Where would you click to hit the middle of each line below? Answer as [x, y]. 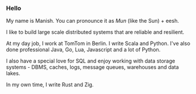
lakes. [13, 74]
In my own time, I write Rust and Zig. [50, 85]
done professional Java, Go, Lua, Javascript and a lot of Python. [83, 50]
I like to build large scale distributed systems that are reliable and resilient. [95, 32]
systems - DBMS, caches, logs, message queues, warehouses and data [93, 67]
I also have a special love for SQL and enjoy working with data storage [91, 61]
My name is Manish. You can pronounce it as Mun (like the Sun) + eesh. [93, 21]
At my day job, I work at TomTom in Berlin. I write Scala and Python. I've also [98, 43]
